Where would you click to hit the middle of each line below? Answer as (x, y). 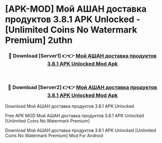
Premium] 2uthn (39, 40)
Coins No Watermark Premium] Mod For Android (54, 135)
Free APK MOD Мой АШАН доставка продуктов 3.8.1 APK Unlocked (75, 116)
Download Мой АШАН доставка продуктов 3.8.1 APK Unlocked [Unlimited (81, 130)
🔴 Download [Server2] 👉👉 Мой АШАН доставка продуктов (82, 88)
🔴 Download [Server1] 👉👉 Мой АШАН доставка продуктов (82, 56)
